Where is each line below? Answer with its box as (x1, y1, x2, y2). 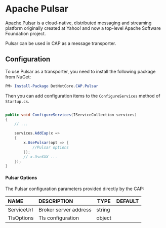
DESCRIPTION (38, 198, 73, 205)
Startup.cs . (5, 98, 29, 104)
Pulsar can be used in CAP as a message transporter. (5, 40, 116, 46)
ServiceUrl (8, 206, 33, 213)
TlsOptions (8, 214, 34, 221)
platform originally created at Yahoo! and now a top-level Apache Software (5, 25, 161, 31)
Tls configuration (38, 214, 79, 221)
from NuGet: (5, 74, 31, 80)
